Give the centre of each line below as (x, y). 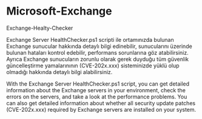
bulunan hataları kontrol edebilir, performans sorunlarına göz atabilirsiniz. (98, 52)
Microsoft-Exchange (59, 11)
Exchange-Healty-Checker (40, 28)
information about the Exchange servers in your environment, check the (96, 90)
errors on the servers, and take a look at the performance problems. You (97, 97)
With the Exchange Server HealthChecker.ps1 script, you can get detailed (98, 84)
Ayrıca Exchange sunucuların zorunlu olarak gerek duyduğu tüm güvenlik (98, 59)
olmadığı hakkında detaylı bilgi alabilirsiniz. (59, 72)
